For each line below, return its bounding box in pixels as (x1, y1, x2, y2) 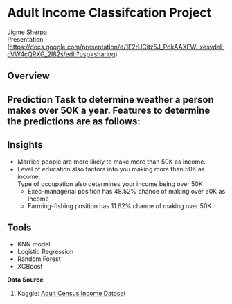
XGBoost (17, 262, 43, 271)
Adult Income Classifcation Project (7, 5, 212, 21)
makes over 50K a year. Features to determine (7, 104, 211, 116)
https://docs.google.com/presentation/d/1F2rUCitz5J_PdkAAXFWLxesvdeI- (9, 42, 225, 51)
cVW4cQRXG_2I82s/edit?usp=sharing (7, 50, 116, 58)
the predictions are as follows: (7, 115, 141, 127)
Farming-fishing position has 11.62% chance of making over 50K (27, 201, 212, 210)
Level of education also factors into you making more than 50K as (17, 164, 206, 173)
